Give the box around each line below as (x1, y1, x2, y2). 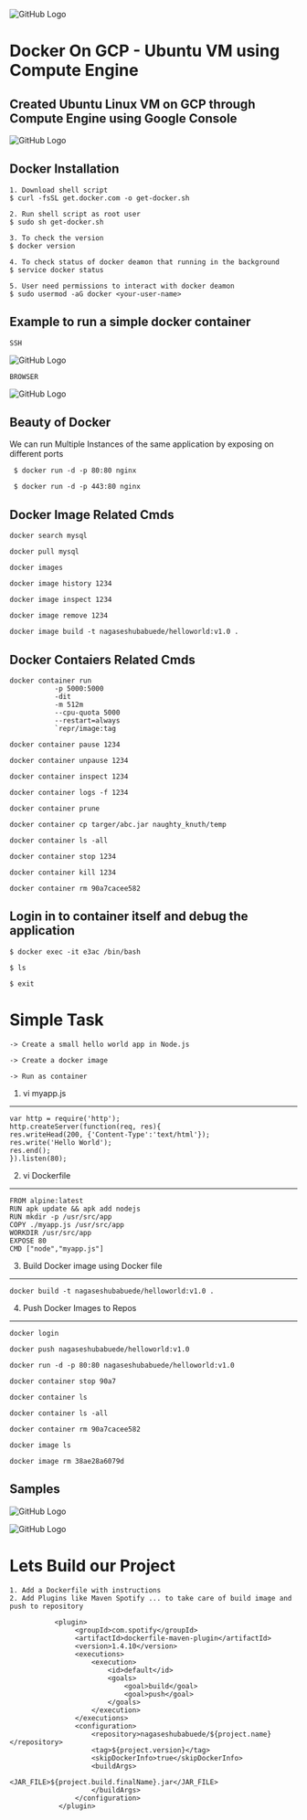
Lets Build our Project (9, 1555, 175, 1576)
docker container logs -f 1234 (9, 788, 129, 798)
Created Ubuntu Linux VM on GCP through (9, 96, 256, 111)
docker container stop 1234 (9, 852, 117, 862)
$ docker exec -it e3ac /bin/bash (9, 947, 142, 957)
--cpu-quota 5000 (54, 708, 121, 717)
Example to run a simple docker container (9, 314, 251, 330)
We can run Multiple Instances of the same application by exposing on (9, 439, 274, 450)
